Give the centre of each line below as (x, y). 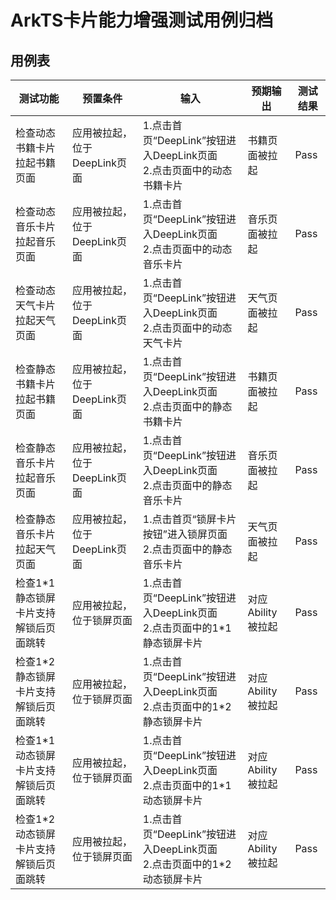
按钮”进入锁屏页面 (185, 534)
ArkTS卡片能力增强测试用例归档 (142, 20)
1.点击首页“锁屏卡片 (189, 519)
